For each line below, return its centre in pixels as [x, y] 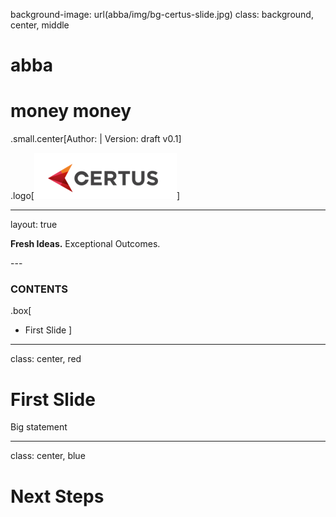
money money [71, 111]
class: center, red [46, 359]
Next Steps [57, 496]
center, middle [40, 25]
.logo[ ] [95, 196]
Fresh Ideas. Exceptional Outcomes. [85, 244]
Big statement [39, 427]
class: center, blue [48, 456]
